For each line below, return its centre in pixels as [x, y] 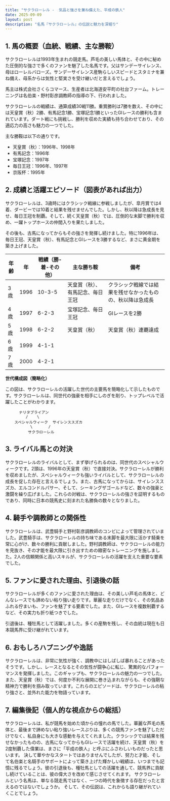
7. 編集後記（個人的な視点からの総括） [65, 710]
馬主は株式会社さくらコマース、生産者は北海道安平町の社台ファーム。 [78, 89]
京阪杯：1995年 [29, 172]
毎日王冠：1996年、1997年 [40, 166]
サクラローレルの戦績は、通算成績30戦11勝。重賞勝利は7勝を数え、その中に [84, 106]
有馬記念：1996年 [31, 154]
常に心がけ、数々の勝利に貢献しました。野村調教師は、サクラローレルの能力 [85, 544]
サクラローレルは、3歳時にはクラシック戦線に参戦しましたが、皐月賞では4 [83, 203]
